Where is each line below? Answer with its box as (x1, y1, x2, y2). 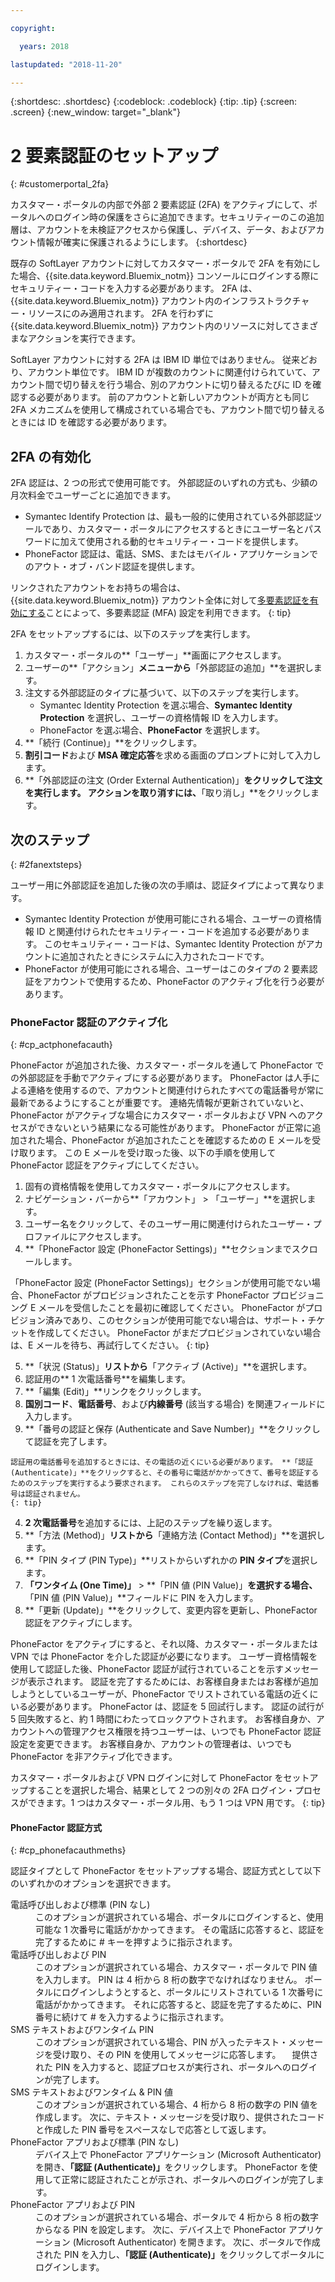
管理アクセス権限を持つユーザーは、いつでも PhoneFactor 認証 (62, 1726, 322, 1738)
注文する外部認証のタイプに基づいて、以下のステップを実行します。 (24, 687, 305, 699)
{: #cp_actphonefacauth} (10, 1039, 113, 1051)
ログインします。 (35, 2261, 105, 2273)
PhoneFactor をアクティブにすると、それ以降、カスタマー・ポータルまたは (10, 1638, 318, 1650)
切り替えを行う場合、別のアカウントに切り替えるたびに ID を (62, 379, 313, 391)
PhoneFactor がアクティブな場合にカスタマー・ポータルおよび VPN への (10, 1109, 307, 1121)
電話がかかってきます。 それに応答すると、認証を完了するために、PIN (35, 1999, 322, 2011)
